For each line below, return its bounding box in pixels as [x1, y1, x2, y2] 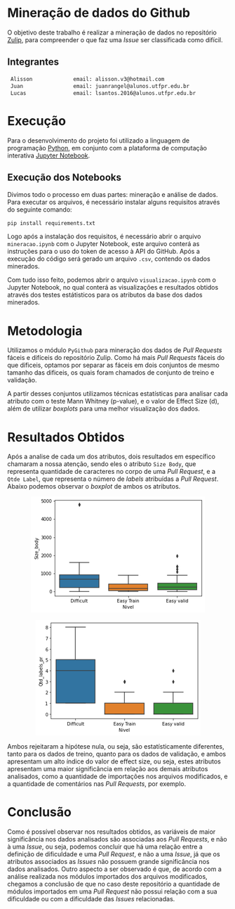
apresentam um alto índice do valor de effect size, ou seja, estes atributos [7, 757, 221, 766]
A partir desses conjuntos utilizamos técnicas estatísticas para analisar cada [7, 389, 228, 398]
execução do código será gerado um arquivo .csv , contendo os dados [7, 254, 210, 263]
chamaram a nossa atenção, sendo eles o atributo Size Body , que [7, 460, 196, 468]
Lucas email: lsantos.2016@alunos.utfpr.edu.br [10, 89, 196, 96]
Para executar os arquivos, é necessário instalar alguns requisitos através [7, 198, 220, 206]
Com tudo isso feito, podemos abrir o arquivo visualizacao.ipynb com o [7, 276, 216, 284]
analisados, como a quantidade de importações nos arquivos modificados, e [7, 772, 228, 781]
